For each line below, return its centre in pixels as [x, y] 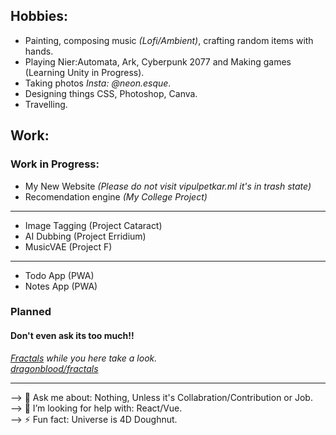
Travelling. [46, 104]
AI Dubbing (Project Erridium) [85, 236]
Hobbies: [39, 16]
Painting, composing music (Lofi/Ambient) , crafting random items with [169, 40]
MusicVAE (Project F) [68, 246]
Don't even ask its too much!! [72, 336]
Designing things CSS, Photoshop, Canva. [111, 93]
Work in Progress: [55, 164]
